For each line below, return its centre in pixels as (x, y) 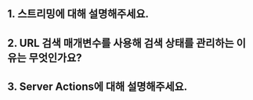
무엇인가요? (55, 57)
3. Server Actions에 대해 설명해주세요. (98, 87)
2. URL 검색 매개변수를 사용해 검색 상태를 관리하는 (121, 43)
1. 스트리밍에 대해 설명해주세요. (78, 14)
